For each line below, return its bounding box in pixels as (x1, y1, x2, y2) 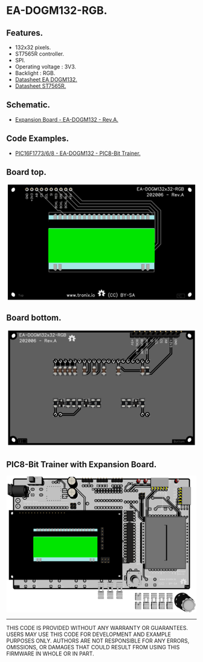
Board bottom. (6, 312, 62, 323)
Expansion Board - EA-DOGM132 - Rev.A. (14, 116, 119, 123)
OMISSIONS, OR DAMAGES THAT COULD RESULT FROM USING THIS (6, 643, 180, 651)
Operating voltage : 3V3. (14, 63, 77, 70)
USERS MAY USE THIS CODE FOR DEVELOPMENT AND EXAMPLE (6, 631, 171, 638)
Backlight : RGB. (14, 70, 56, 76)
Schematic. (6, 100, 50, 110)
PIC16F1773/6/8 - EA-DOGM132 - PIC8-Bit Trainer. (14, 149, 141, 157)
